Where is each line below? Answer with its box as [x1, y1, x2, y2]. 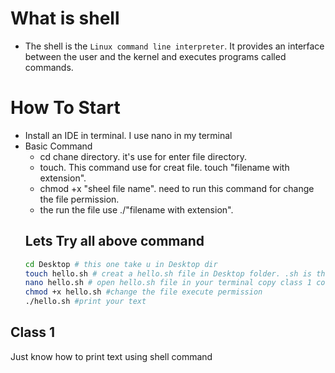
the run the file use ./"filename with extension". [39, 203, 234, 216]
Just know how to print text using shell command [10, 350, 213, 362]
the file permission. [39, 193, 120, 205]
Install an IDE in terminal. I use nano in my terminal [24, 129, 233, 141]
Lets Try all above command [24, 233, 205, 250]
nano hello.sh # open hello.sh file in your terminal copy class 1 [24, 278, 312, 288]
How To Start [10, 97, 121, 119]
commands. [24, 61, 74, 73]
